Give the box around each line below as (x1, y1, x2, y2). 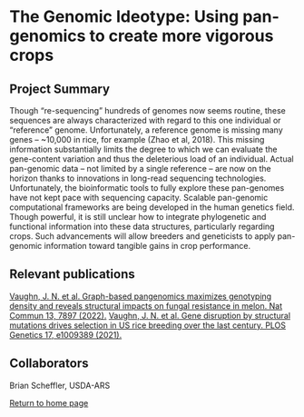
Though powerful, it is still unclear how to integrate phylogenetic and (9, 212, 267, 222)
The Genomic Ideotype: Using (9, 6, 240, 27)
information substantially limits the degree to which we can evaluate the (9, 144, 278, 154)
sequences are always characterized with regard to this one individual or (9, 115, 281, 125)
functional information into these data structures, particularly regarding (9, 221, 275, 232)
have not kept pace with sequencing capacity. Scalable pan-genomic (9, 193, 269, 203)
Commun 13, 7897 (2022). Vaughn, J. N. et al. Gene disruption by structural (9, 310, 291, 321)
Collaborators (9, 356, 89, 372)
